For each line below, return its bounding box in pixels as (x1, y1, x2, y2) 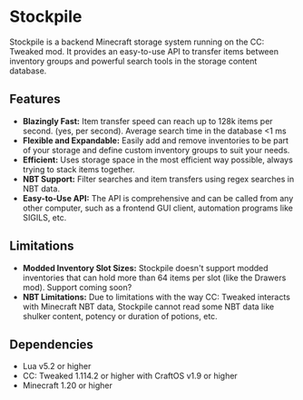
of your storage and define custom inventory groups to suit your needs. (22, 144, 290, 155)
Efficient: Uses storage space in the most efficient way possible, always (22, 154, 293, 165)
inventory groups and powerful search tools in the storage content (9, 55, 258, 66)
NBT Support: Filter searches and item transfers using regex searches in (22, 173, 295, 184)
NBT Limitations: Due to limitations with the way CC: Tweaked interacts (22, 291, 290, 302)
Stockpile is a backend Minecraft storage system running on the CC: (9, 36, 265, 47)
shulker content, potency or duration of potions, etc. (22, 310, 218, 321)
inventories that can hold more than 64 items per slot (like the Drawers (22, 272, 287, 283)
